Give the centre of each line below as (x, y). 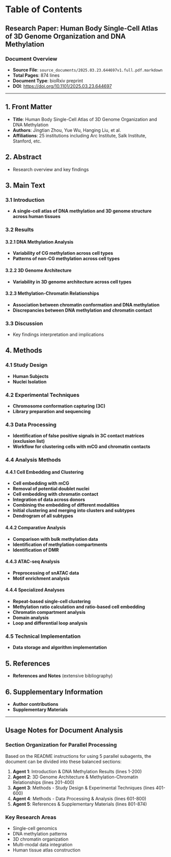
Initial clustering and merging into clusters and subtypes (74, 510)
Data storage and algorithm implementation (60, 648)
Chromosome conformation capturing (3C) (59, 406)
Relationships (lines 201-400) (44, 782)
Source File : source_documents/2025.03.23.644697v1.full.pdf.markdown (88, 69)
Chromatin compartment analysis (49, 612)
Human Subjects (31, 376)
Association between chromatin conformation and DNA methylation (86, 304)
